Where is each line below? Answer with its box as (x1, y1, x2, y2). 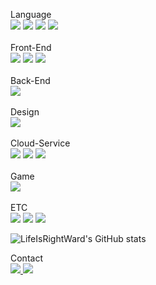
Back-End (10, 75, 51, 86)
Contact (10, 252, 43, 264)
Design (10, 106, 40, 118)
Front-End (10, 42, 52, 53)
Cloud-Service (10, 137, 71, 149)
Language (10, 9, 52, 20)
